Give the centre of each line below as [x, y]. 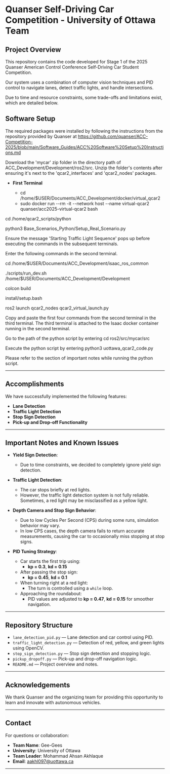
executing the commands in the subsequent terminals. [62, 244]
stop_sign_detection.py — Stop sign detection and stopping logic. [82, 653]
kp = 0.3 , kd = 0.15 [47, 567]
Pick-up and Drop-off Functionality [50, 422]
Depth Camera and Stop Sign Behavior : [54, 511]
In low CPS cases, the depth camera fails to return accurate [82, 531]
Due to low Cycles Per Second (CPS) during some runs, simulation [89, 520]
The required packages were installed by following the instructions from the [84, 131]
